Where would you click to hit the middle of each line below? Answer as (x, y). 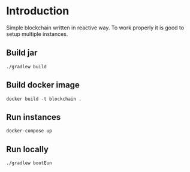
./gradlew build (26, 67)
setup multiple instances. (37, 34)
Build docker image (43, 85)
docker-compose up (29, 131)
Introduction (38, 11)
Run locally (28, 149)
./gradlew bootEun (29, 163)
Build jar (22, 53)
